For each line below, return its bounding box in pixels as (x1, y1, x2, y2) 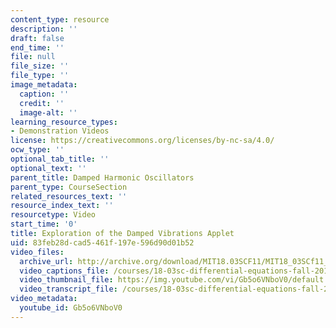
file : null (10, 52, 56, 62)
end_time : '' (10, 42, 65, 53)
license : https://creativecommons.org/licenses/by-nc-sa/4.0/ (10, 136, 275, 146)
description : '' (10, 24, 78, 34)
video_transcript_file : (19, 284, 118, 295)
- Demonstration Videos (10, 126, 110, 136)
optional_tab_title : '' (10, 154, 110, 164)
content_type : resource (10, 14, 110, 25)
